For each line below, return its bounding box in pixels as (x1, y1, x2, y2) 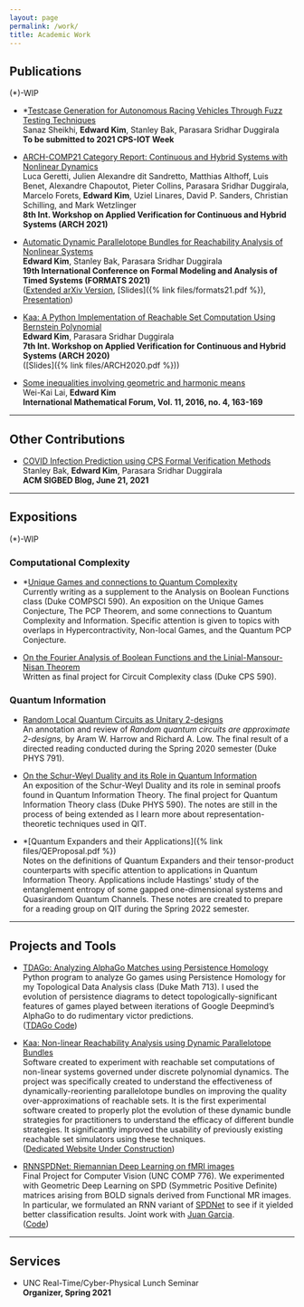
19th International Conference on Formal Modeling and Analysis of (22, 265, 278, 276)
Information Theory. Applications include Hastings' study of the (22, 875, 260, 886)
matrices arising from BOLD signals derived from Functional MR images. (22, 1190, 291, 1201)
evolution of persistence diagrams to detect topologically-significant (22, 991, 278, 1002)
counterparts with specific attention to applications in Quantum (22, 865, 258, 876)
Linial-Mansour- (223, 652, 283, 663)
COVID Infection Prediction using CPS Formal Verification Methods (22, 456, 271, 466)
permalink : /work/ (9, 22, 79, 31)
